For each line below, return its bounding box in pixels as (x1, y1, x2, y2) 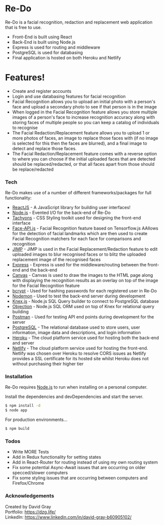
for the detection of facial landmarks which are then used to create (12, 231, 148, 236)
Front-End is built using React (12, 34, 72, 40)
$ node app (5, 408, 27, 413)
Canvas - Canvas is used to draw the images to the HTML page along (12, 272, 153, 278)
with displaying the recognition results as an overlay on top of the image (12, 278, 159, 284)
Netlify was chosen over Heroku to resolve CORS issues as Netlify (12, 350, 146, 356)
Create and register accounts (12, 88, 72, 94)
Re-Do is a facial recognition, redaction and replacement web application (5, 19, 153, 25)
